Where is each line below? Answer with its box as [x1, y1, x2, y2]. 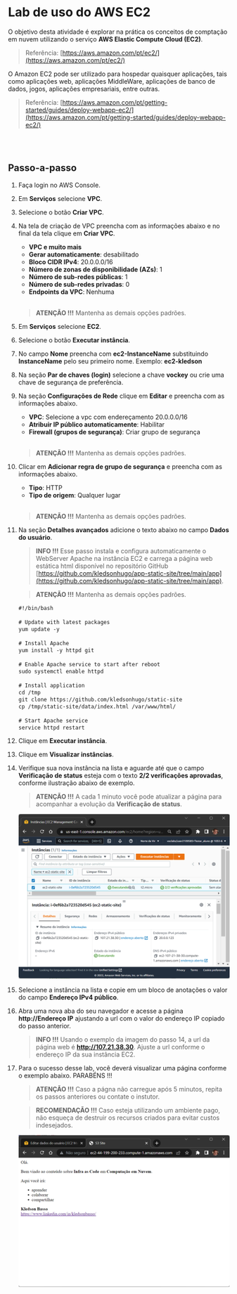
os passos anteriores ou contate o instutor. [35, 1092, 160, 1101]
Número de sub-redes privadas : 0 [28, 280, 130, 288]
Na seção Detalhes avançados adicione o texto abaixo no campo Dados [18, 525, 229, 534]
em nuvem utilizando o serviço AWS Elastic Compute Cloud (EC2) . [8, 34, 203, 43]
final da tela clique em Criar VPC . [18, 229, 115, 238]
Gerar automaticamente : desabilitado [28, 250, 139, 259]
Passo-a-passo [8, 162, 77, 174]
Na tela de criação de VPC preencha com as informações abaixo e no [18, 221, 220, 230]
